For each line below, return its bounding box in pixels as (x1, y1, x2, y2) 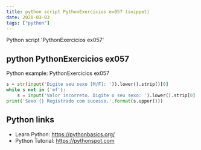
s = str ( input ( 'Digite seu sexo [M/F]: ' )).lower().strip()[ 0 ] (6, 82, 169, 88)
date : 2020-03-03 (6, 14, 50, 20)
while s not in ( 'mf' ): (6, 87, 66, 93)
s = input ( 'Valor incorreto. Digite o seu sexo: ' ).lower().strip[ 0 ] (17, 92, 196, 98)
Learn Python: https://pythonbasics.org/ (14, 130, 115, 138)
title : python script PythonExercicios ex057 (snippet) (6, 8, 150, 15)
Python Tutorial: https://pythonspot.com (14, 137, 115, 144)
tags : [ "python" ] (6, 20, 50, 26)
